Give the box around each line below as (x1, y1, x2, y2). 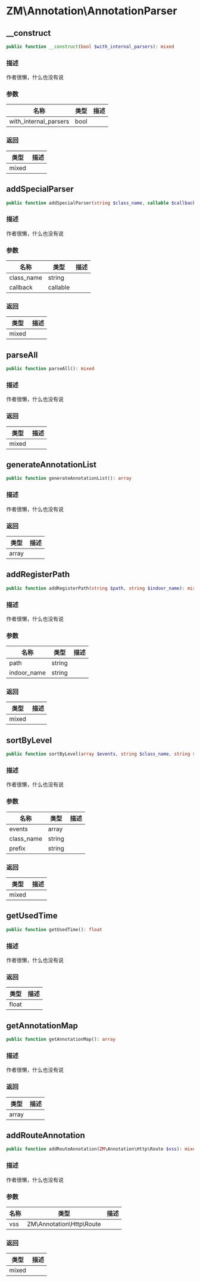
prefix (9, 844, 26, 852)
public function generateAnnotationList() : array (6, 476, 132, 482)
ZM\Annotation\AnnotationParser (6, 4, 177, 18)
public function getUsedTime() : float (6, 926, 102, 932)
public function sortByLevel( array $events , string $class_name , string (6, 751, 190, 757)
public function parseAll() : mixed (6, 366, 95, 372)
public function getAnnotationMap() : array (6, 1037, 116, 1043)
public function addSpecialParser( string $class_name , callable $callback (6, 200, 196, 206)
